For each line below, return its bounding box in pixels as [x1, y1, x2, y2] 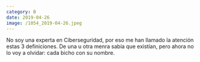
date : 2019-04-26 [6, 14, 50, 20]
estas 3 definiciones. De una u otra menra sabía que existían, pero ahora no [6, 43, 194, 50]
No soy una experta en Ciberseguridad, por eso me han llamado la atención [6, 37, 194, 44]
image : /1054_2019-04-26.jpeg [6, 20, 83, 26]
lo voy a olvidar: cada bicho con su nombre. [6, 49, 115, 57]
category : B [6, 8, 36, 15]
